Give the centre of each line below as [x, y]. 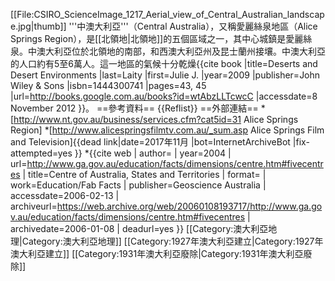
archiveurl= [34, 206]
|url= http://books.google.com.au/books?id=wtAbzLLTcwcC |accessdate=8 [164, 96]
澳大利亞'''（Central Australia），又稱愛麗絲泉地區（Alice [201, 26]
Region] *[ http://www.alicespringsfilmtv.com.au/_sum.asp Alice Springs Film [167, 130]
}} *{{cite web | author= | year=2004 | [153, 153]
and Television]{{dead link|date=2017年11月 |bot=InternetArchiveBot [150, 142]
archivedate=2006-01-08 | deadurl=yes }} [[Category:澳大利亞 [139, 228]
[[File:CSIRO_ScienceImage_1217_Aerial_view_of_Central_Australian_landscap [167, 14]
